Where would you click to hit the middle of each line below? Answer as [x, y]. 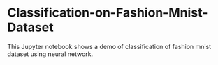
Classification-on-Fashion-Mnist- [108, 13]
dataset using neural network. [50, 54]
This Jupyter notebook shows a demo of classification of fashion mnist [109, 46]
